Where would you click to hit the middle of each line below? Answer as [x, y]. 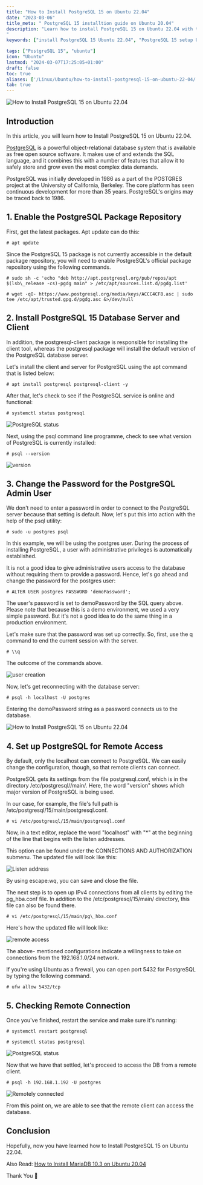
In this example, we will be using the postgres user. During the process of [98, 543]
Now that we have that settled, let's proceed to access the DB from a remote [101, 1065]
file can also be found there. [41, 905]
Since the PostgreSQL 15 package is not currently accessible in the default [99, 254]
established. [21, 556]
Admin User [29, 493]
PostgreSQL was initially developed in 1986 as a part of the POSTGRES [94, 178]
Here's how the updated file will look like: [57, 928]
